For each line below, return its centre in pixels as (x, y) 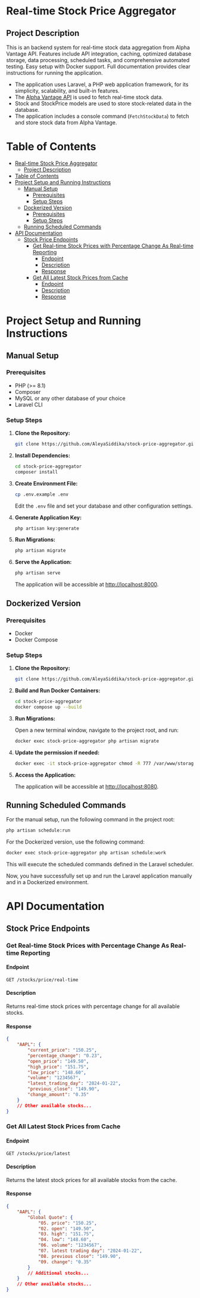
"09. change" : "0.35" (65, 1262)
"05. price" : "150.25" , (67, 1223)
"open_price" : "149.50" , (58, 1061)
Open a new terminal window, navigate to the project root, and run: (97, 730)
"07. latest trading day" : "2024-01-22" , (90, 1251)
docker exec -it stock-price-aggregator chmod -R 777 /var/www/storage (105, 763)
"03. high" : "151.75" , (66, 1234)
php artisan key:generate (47, 528)
